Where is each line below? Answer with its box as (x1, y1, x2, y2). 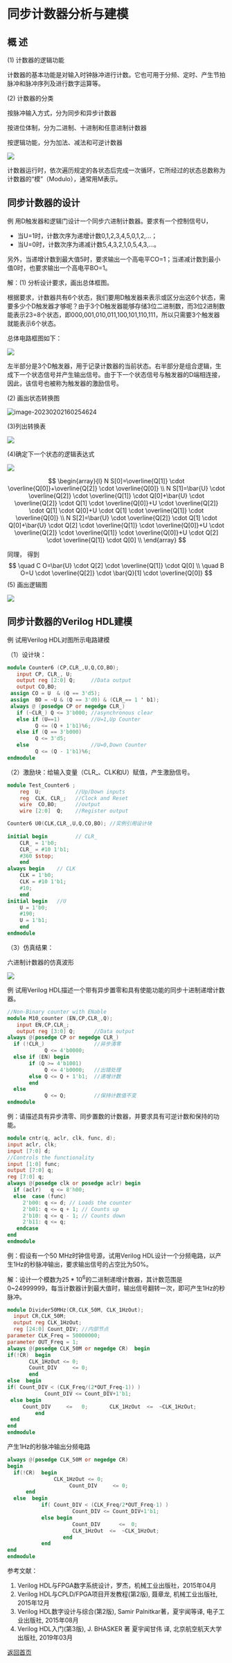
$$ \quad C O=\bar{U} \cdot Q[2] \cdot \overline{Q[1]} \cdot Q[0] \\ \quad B (8, 561, 225, 569)
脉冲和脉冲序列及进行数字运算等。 (7, 79, 105, 87)
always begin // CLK (7, 865, 76, 872)
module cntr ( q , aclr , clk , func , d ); (7, 1135, 116, 1142)
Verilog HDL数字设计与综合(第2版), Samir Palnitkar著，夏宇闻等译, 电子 (17, 1607, 220, 1616)
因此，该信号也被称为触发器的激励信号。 (7, 379, 123, 387)
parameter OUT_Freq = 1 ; (7, 1338, 79, 1346)
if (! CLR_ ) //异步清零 (13, 1041, 121, 1048)
